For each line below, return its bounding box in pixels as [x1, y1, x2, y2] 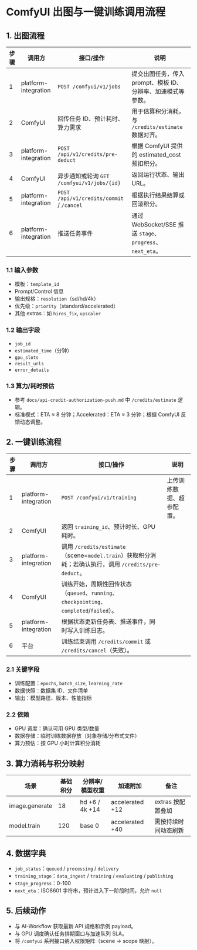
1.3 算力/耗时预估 [6, 382, 55, 390]
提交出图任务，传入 [131, 70, 185, 78]
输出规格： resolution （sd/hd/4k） [14, 295, 100, 302]
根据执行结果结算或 [131, 191, 185, 199]
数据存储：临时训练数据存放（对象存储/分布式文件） [14, 732, 140, 739]
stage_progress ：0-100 [14, 879, 72, 886]
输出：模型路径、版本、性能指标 [14, 695, 92, 701]
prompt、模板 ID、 [131, 79, 183, 86]
